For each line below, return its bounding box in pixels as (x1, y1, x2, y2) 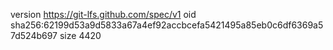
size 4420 (59, 30, 102, 41)
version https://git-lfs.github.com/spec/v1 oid (10, 9, 197, 20)
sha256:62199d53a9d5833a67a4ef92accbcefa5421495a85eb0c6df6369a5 (10, 19, 324, 31)
